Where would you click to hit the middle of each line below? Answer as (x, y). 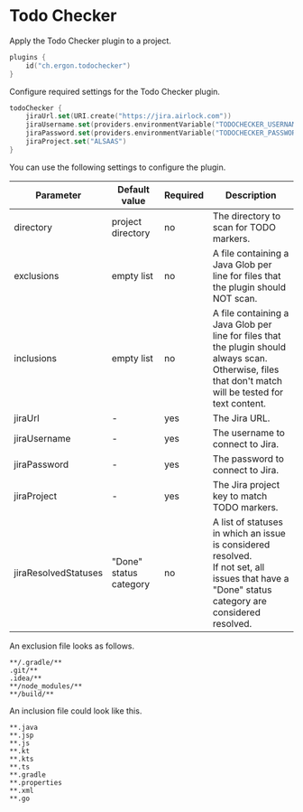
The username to (249, 433)
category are (240, 601)
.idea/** (26, 678)
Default (133, 189)
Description (251, 195)
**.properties (36, 782)
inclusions (35, 358)
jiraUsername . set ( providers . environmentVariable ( (121, 125)
